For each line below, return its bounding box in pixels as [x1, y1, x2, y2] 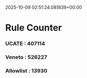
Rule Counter [5, 22, 62, 33]
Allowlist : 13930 [5, 67, 47, 74]
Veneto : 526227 [5, 54, 47, 61]
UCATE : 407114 [5, 40, 45, 47]
